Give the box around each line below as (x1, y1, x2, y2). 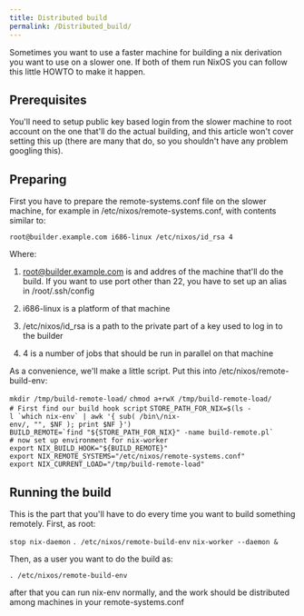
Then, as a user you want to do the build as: (9, 553, 174, 564)
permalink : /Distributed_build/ (9, 22, 132, 31)
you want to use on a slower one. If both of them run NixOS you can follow (9, 56, 288, 67)
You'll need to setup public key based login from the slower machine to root (9, 116, 292, 127)
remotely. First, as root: (9, 518, 96, 529)
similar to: (9, 215, 46, 226)
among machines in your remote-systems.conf (9, 596, 184, 607)
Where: (9, 249, 37, 260)
